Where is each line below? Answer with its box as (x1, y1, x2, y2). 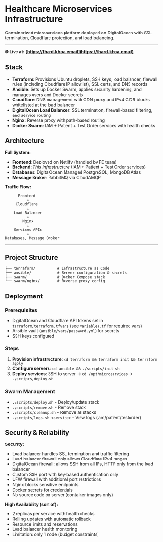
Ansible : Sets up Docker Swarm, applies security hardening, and (12, 86, 142, 92)
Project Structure (5, 253, 58, 262)
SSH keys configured (12, 333, 55, 339)
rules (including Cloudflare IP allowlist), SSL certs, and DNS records (12, 81, 147, 87)
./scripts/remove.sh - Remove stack (12, 404, 86, 410)
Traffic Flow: (5, 183, 32, 190)
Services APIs (14, 227, 42, 232)
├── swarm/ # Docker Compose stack (5, 275, 105, 279)
